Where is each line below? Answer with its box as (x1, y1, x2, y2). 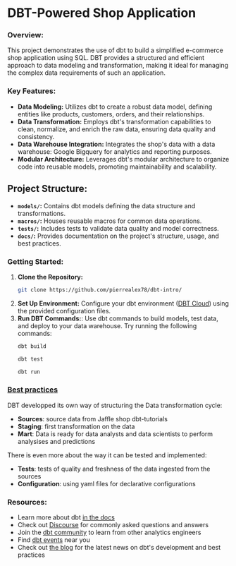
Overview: (7, 30, 44, 40)
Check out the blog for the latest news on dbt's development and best (17, 543, 221, 551)
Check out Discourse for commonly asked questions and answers (17, 520, 209, 529)
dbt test (17, 355, 44, 363)
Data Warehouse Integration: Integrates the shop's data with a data (17, 140, 216, 148)
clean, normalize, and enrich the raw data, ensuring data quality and (17, 125, 216, 133)
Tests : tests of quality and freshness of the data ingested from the (17, 464, 211, 473)
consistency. (17, 132, 55, 140)
